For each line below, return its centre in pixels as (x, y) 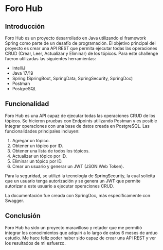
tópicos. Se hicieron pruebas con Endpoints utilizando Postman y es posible (81, 121)
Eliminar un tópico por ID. (37, 161)
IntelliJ (19, 68)
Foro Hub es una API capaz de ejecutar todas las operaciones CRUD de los (80, 116)
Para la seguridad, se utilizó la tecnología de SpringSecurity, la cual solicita (80, 176)
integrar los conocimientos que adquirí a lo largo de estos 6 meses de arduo (81, 233)
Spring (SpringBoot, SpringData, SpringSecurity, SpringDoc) (72, 78)
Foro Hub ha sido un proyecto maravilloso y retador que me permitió (73, 227)
